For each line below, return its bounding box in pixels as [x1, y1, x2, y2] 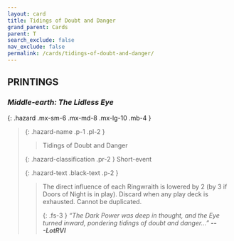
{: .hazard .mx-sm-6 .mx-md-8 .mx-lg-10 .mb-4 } [7, 113, 151, 122]
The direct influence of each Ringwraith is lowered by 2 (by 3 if [42, 182, 228, 191]
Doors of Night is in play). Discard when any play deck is [42, 189, 208, 198]
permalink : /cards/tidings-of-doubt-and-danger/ [7, 50, 154, 57]
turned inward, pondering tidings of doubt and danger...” [42, 218, 210, 227]
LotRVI [46, 226, 66, 235]
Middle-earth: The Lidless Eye [7, 97, 114, 107]
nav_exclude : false [7, 43, 65, 50]
